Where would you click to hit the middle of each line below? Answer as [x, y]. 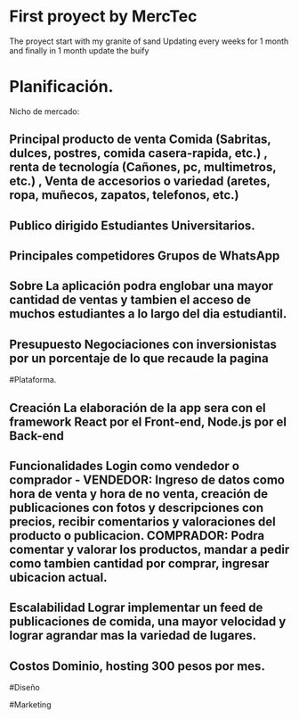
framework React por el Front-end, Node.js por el [148, 421]
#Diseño [24, 688]
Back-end [37, 436]
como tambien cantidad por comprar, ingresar [139, 564]
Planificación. [61, 87]
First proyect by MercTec [103, 17]
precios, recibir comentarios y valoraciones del [142, 522]
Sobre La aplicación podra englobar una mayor [141, 286]
